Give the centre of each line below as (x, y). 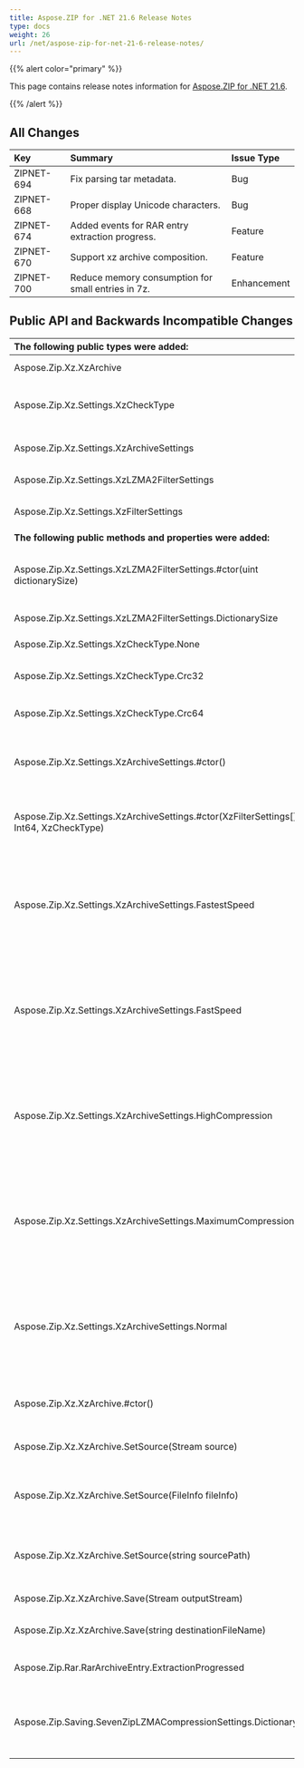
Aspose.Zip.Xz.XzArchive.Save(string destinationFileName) (140, 1630)
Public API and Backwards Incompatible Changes (152, 321)
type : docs (30, 26)
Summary (91, 158)
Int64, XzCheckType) (59, 828)
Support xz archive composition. (139, 257)
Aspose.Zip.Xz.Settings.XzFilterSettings (99, 511)
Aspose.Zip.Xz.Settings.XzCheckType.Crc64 (109, 713)
